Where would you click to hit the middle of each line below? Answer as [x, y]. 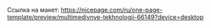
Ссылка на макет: [33, 10]
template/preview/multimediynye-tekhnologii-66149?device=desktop [105, 17]
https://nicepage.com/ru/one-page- [112, 10]
